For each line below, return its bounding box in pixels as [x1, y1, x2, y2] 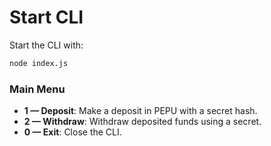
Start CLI [9, 6, 84, 29]
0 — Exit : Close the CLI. [23, 126, 122, 138]
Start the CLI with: [9, 39, 84, 51]
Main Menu [9, 82, 66, 96]
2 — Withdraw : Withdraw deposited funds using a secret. [23, 116, 262, 128]
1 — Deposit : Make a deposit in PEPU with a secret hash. [23, 105, 258, 117]
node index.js [9, 58, 69, 68]
